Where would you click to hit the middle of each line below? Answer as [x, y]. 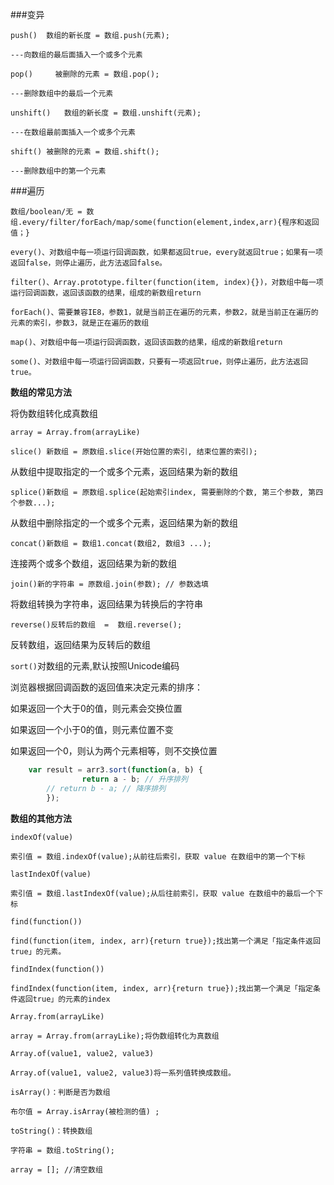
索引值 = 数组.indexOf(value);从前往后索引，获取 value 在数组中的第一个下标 [158, 856]
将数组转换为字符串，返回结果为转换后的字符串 [106, 604]
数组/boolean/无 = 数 [52, 212]
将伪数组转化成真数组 [54, 413]
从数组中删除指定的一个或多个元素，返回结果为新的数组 [124, 522]
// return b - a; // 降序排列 [106, 788]
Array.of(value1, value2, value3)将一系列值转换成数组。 [123, 1073]
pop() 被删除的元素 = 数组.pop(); [85, 74]
